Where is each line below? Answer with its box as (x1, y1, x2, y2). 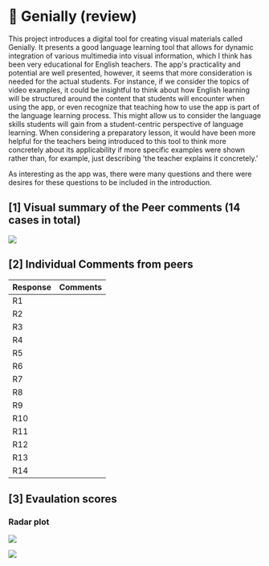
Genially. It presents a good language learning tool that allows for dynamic (8, 42, 255, 51)
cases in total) (8, 213, 81, 228)
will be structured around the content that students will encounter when (8, 93, 245, 103)
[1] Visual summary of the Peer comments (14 (8, 201, 241, 215)
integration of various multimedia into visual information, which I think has (8, 51, 253, 60)
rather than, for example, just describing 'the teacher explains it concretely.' (8, 153, 259, 163)
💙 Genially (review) (8, 7, 137, 26)
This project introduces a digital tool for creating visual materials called (8, 34, 243, 43)
